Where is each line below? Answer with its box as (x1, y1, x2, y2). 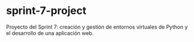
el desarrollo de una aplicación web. (6, 29, 94, 36)
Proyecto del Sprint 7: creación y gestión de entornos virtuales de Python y (6, 23, 188, 30)
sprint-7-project (6, 4, 86, 17)
